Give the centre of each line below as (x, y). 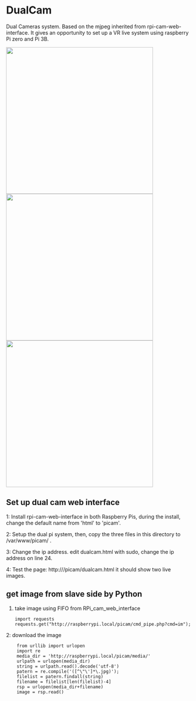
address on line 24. (29, 558)
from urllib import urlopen (51, 646)
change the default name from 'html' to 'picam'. (64, 523)
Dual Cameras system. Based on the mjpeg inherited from (76, 26)
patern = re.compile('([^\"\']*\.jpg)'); (68, 671)
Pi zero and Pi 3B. (28, 39)
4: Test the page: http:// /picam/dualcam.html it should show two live (89, 569)
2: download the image (34, 635)
